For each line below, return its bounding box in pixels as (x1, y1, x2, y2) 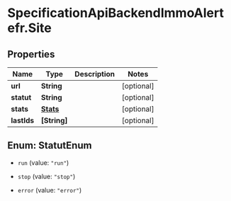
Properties (7, 48, 55, 60)
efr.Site (7, 20, 52, 36)
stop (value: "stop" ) (17, 172, 76, 180)
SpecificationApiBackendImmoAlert (7, 5, 225, 21)
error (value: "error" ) (17, 185, 82, 194)
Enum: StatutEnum (7, 139, 92, 151)
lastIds (11, 115, 35, 125)
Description (74, 69, 115, 79)
